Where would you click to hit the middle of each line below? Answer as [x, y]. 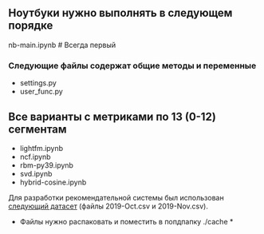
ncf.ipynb [35, 157]
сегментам [37, 129]
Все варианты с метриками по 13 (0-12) [112, 116]
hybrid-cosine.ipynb [53, 182]
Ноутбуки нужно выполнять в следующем [120, 13]
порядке [31, 26]
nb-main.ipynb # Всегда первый [62, 45]
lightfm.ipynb [41, 148]
